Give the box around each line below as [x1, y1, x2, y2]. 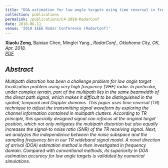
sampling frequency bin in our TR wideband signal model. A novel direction [5, 136, 160, 143]
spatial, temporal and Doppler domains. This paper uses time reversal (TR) [5, 99, 160, 105]
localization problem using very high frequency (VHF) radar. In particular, [5, 83, 156, 89]
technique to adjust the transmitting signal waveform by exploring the [5, 105, 149, 111]
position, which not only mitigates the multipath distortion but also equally [5, 121, 158, 127]
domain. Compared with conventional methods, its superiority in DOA [5, 147, 148, 153]
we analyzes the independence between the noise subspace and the [5, 131, 147, 137]
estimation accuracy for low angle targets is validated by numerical [5, 152, 145, 158]
